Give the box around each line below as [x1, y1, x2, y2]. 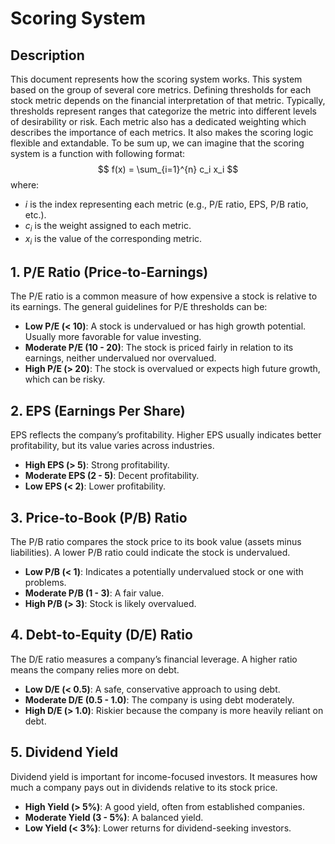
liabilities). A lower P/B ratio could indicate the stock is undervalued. [10, 547, 291, 559]
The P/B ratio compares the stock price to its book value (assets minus [10, 536, 302, 548]
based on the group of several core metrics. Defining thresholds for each [10, 84, 312, 96]
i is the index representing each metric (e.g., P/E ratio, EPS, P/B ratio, [24, 198, 309, 210]
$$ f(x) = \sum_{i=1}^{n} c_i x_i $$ [97, 163, 239, 175]
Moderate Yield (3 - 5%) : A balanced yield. [24, 811, 204, 823]
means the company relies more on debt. [10, 663, 180, 676]
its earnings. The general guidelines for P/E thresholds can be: [10, 301, 268, 313]
